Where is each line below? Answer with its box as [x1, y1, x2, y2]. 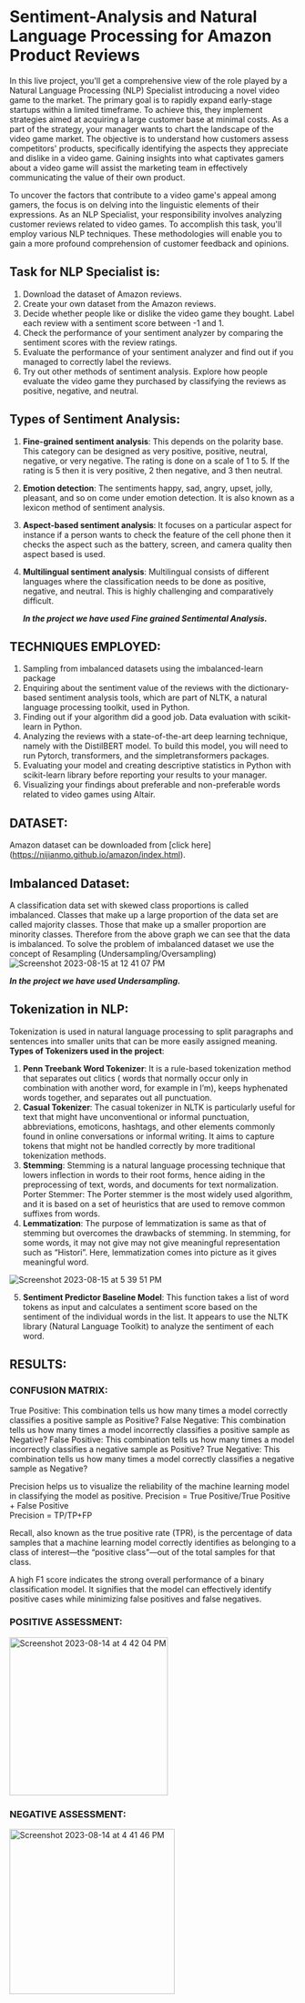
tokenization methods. [22, 1150, 107, 1161]
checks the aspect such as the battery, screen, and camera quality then [22, 539, 292, 550]
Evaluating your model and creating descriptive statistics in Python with [22, 760, 291, 771]
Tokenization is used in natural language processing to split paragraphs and [9, 1026, 294, 1037]
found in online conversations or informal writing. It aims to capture [22, 1131, 275, 1142]
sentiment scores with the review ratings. [22, 337, 178, 348]
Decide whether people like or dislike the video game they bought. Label [22, 308, 295, 319]
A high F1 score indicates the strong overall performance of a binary [9, 1573, 265, 1585]
